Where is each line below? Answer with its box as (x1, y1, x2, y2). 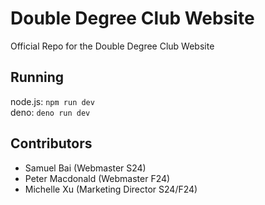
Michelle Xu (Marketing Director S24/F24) (24, 183, 198, 195)
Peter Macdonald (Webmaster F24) (24, 172, 171, 184)
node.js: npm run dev (10, 95, 95, 107)
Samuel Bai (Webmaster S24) (24, 162, 147, 174)
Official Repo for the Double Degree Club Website (10, 40, 215, 52)
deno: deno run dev (10, 106, 91, 118)
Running (10, 69, 65, 86)
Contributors (10, 135, 93, 152)
